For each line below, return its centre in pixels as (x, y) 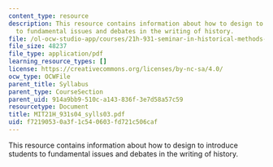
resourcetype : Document (49, 107)
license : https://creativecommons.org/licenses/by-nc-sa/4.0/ (116, 69)
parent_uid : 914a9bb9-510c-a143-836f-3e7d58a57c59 (96, 99)
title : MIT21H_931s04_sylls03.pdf (67, 115)
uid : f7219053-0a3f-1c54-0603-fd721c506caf (83, 122)
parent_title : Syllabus (49, 84)
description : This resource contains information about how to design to (136, 24)
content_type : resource (49, 16)
